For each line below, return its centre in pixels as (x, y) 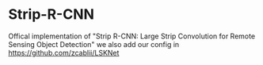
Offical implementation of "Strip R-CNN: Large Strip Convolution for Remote (132, 36)
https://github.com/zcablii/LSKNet (64, 52)
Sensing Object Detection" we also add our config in (94, 44)
